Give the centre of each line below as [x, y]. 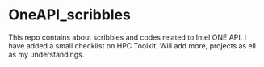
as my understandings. [46, 54]
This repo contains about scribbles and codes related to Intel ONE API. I [128, 37]
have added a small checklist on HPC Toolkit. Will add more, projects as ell [132, 45]
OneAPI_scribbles [70, 15]
